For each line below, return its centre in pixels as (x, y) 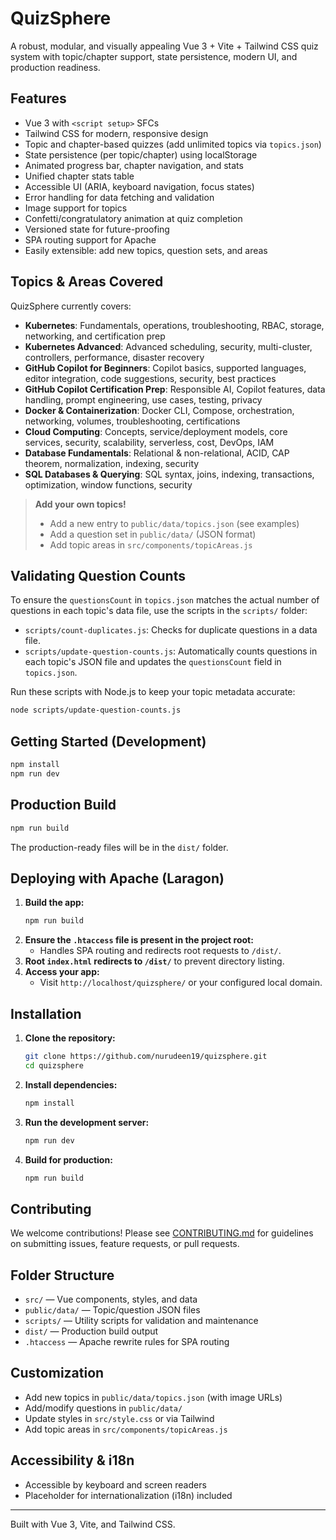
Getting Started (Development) (108, 741)
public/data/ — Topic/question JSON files (112, 1310)
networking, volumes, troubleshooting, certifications (132, 421)
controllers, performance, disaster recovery (114, 357)
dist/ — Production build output (91, 1331)
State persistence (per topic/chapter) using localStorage (141, 154)
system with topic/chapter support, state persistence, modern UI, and (154, 56)
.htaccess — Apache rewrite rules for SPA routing (127, 1341)
